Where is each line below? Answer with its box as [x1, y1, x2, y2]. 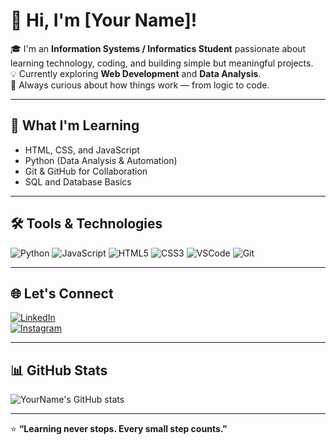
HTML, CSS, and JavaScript [24, 144, 140, 156]
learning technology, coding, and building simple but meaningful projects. [10, 57, 314, 69]
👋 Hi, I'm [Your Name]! [10, 9, 198, 32]
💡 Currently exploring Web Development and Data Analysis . [10, 67, 262, 79]
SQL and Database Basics [24, 175, 132, 188]
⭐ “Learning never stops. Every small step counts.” [10, 423, 228, 435]
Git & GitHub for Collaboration [24, 165, 148, 177]
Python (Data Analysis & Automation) [24, 154, 178, 166]
